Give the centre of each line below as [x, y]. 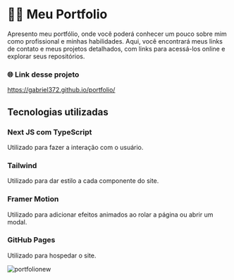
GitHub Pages [31, 240]
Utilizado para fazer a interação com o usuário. [75, 147]
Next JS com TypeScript [50, 132]
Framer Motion [33, 199]
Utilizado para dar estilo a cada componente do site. [83, 181]
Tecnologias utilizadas [58, 112]
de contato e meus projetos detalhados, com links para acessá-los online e [116, 49]
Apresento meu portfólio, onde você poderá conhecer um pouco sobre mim [117, 34]
